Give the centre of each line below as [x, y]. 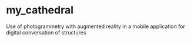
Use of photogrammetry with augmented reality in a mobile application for [95, 26]
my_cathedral [40, 10]
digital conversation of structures [46, 32]
